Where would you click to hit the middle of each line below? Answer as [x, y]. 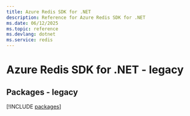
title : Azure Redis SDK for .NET [49, 12]
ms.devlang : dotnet [31, 34]
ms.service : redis [30, 40]
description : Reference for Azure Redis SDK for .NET [76, 18]
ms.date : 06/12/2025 [33, 23]
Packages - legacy [42, 92]
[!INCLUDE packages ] [34, 107]
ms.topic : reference [33, 29]
